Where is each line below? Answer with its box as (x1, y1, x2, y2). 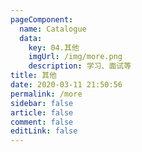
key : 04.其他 (28, 42, 80, 53)
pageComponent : (10, 14, 74, 25)
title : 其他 (10, 71, 57, 81)
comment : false (10, 117, 74, 127)
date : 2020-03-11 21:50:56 (10, 80, 123, 90)
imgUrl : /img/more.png (28, 52, 123, 62)
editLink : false (10, 126, 78, 136)
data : (19, 33, 43, 43)
